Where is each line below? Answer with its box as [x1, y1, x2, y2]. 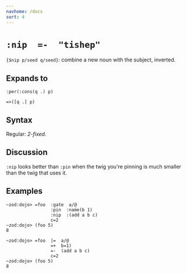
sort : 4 [6, 14, 25, 20]
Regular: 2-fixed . [6, 131, 47, 138]
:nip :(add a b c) [50, 212, 98, 218]
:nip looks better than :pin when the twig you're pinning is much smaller [6, 163, 182, 170]
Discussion [6, 148, 48, 157]
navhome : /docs [6, 8, 43, 15]
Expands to [6, 73, 48, 83]
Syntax [6, 115, 33, 125]
